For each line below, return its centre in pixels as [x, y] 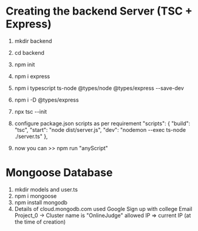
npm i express [32, 76]
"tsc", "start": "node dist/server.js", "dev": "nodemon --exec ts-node [100, 129]
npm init [25, 64]
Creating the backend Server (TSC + [99, 11]
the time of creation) [40, 222]
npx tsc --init [31, 111]
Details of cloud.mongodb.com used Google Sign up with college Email [103, 209]
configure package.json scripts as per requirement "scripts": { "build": [102, 123]
